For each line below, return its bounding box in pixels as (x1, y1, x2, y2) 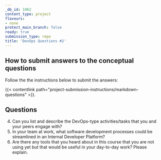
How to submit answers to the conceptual (5, 57, 134, 65)
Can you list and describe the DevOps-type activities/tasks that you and (12, 118, 157, 124)
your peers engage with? (12, 124, 62, 129)
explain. (12, 149, 28, 155)
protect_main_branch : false (5, 25, 62, 30)
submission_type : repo (5, 34, 51, 39)
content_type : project (5, 12, 51, 16)
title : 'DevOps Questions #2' (5, 39, 67, 44)
